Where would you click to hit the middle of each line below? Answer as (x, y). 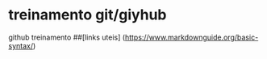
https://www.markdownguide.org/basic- (192, 37)
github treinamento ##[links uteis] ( (67, 37)
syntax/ (21, 45)
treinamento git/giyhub (88, 15)
